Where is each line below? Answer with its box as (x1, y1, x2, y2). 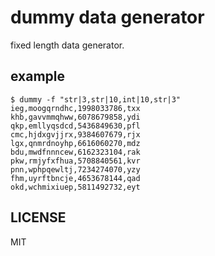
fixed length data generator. (10, 39, 125, 51)
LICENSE (10, 209, 67, 226)
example (10, 68, 66, 85)
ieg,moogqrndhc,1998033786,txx (10, 103, 141, 113)
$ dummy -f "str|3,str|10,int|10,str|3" (10, 94, 182, 105)
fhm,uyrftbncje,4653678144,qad (10, 173, 141, 183)
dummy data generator (10, 6, 205, 29)
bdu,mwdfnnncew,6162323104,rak (10, 147, 141, 157)
